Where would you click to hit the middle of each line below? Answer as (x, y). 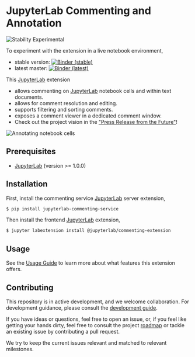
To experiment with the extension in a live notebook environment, (85, 50)
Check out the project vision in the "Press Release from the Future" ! (96, 122)
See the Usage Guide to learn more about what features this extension (90, 263)
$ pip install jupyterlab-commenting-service (62, 209)
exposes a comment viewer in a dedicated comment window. (88, 116)
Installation (27, 184)
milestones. (20, 349)
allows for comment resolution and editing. (66, 103)
